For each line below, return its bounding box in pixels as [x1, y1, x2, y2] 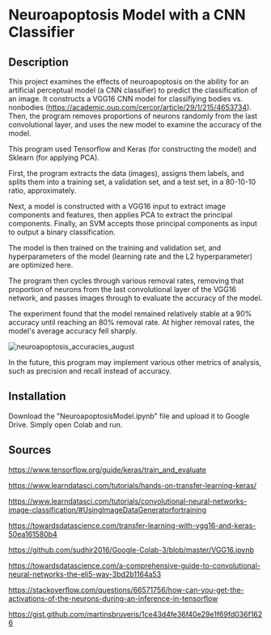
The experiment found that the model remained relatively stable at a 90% [8, 309, 252, 318]
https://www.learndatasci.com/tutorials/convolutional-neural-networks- [8, 496, 248, 506]
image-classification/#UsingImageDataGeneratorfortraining [8, 504, 207, 514]
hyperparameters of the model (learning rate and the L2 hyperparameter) [8, 251, 253, 261]
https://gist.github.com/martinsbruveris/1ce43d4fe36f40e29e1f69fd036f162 [8, 609, 263, 619]
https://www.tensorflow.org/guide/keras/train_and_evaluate [8, 465, 206, 474]
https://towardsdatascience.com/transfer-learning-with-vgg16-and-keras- [8, 521, 256, 530]
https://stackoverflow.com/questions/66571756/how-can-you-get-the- [8, 585, 244, 594]
